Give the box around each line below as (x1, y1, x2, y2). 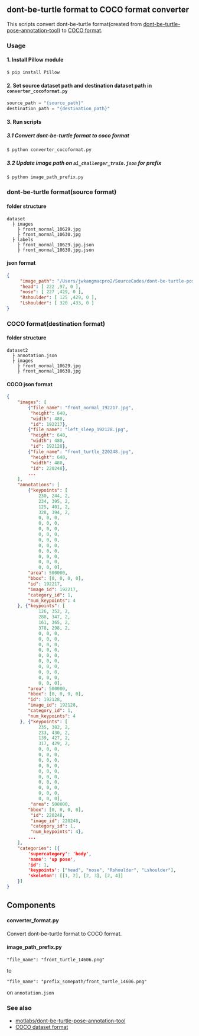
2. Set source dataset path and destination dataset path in (6, 82, 152, 89)
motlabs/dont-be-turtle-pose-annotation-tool (15, 1017, 126, 1024)
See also (6, 1003, 32, 1012)
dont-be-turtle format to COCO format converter (6, 5, 190, 15)
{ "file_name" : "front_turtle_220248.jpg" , (28, 448, 134, 455)
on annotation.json (6, 989, 54, 996)
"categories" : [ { (17, 845, 60, 851)
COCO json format (6, 380, 53, 387)
